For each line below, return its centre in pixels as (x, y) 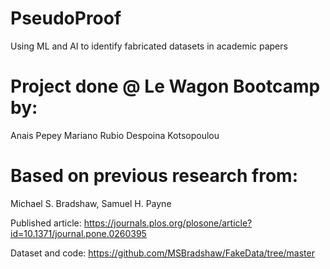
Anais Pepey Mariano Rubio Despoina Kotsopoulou (115, 135)
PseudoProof (66, 18)
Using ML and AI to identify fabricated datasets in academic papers (149, 46)
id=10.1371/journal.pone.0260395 (78, 233)
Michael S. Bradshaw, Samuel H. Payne (91, 203)
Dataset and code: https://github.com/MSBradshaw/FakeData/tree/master (162, 253)
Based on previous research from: (154, 176)
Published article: (46, 223)
